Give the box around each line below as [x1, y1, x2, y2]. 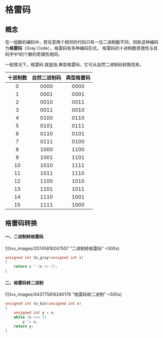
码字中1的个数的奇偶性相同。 [5, 52, 62, 57]
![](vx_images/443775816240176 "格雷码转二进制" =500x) [5, 291, 122, 297]
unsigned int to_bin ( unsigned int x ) [5, 301, 82, 306]
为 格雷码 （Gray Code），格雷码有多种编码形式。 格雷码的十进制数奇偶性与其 [5, 45, 158, 51]
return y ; [14, 324, 34, 329]
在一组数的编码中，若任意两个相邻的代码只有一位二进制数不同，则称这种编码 [5, 39, 159, 45]
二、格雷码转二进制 [5, 280, 44, 285]
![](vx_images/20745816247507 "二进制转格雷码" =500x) [5, 245, 120, 251]
